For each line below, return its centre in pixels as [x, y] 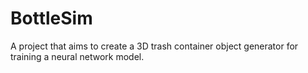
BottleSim [51, 18]
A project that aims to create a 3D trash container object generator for [154, 46]
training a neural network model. [77, 56]
